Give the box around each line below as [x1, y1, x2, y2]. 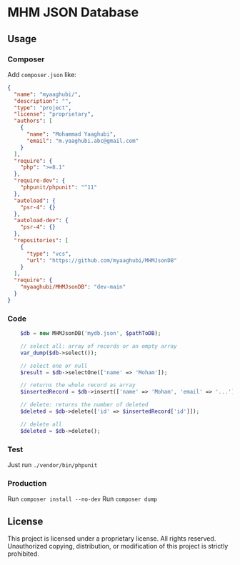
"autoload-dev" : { [14, 217, 69, 224]
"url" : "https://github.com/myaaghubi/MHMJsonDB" [26, 256, 177, 264]
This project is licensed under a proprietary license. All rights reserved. [7, 534, 216, 543]
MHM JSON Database [7, 4, 139, 21]
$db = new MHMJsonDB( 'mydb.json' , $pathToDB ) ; [20, 330, 161, 337]
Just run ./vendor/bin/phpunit [7, 460, 98, 469]
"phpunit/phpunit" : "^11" [20, 184, 98, 191]
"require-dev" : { [14, 177, 66, 184]
